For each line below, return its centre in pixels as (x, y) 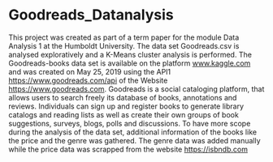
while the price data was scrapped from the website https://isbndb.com (128, 149)
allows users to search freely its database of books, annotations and (123, 97)
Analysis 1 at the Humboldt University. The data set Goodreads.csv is (124, 45)
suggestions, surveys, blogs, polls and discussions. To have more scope (130, 123)
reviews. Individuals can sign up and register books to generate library (126, 106)
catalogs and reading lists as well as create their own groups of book (124, 114)
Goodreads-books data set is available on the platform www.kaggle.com (130, 63)
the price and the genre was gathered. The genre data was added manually (135, 140)
